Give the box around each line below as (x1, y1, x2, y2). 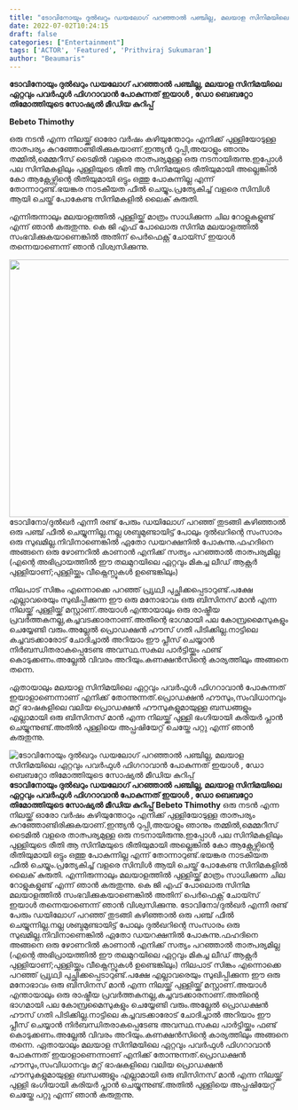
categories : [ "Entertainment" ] (9, 37, 125, 47)
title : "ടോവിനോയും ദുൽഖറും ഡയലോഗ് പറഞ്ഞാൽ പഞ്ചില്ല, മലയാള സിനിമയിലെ (9, 12, 289, 22)
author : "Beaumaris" (9, 54, 86, 63)
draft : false (9, 29, 58, 38)
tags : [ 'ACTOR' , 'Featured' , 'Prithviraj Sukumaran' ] (9, 46, 213, 55)
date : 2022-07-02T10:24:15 (9, 21, 109, 30)
